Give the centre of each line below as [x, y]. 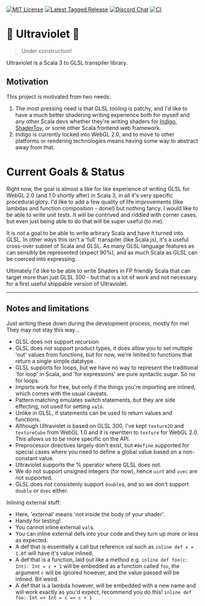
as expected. [31, 540]
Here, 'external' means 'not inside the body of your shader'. [90, 514]
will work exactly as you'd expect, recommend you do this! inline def [103, 592]
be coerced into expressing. [41, 258]
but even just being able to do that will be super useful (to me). [85, 221]
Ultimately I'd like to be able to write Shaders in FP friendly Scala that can [99, 271]
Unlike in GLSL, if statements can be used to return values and [94, 413]
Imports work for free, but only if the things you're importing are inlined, [105, 387]
